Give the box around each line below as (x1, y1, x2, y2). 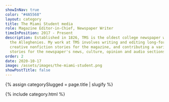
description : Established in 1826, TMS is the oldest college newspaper (5, 35, 161, 40)
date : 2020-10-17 (5, 58, 42, 63)
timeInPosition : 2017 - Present (5, 30, 73, 35)
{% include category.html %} (5, 91, 65, 97)
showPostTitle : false (5, 68, 51, 73)
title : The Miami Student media (5, 21, 73, 26)
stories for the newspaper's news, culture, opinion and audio (10, 49, 145, 54)
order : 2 (5, 53, 24, 59)
